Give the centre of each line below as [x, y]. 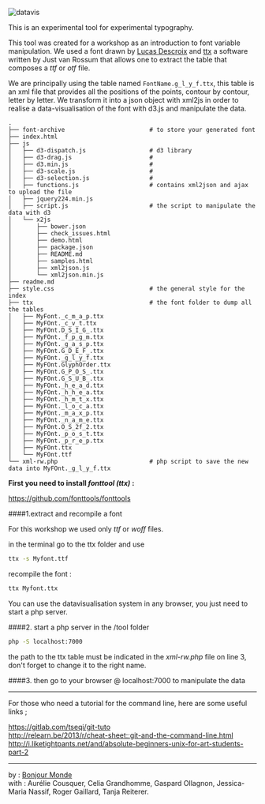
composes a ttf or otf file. [49, 68]
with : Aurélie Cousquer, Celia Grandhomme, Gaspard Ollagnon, [112, 783]
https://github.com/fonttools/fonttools [70, 498]
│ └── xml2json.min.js [56, 275]
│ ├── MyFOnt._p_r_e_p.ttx [56, 441]
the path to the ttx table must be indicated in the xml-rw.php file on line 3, [127, 656]
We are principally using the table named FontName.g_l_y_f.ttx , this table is [131, 83]
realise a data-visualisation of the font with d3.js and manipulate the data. [127, 108]
